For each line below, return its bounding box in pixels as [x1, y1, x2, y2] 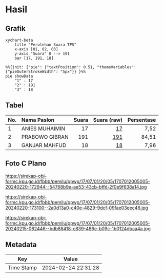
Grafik [5, 24, 26, 33]
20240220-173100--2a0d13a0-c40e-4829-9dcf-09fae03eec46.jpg [5, 205, 149, 211]
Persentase [127, 116, 156, 123]
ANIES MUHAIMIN [21, 125, 66, 132]
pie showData [5, 73, 33, 79]
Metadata [5, 240, 37, 249]
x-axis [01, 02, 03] [14, 47, 58, 52]
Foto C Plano [5, 159, 47, 168]
